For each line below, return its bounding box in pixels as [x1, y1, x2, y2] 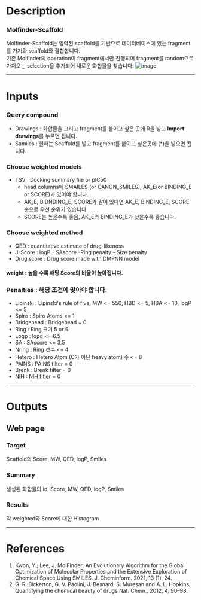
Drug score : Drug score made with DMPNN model [14, 255, 139, 262]
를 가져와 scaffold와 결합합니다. [6, 47, 81, 54]
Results [6, 501, 29, 509]
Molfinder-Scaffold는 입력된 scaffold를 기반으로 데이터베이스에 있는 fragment [6, 40, 191, 47]
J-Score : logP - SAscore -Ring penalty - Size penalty [14, 248, 148, 255]
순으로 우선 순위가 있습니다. [23, 206, 88, 213]
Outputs [6, 400, 48, 413]
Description [6, 4, 66, 18]
